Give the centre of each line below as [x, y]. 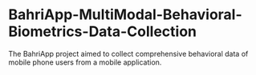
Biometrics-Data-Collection [103, 32]
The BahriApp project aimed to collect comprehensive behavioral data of [128, 53]
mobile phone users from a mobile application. [85, 62]
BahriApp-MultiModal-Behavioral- [125, 15]
